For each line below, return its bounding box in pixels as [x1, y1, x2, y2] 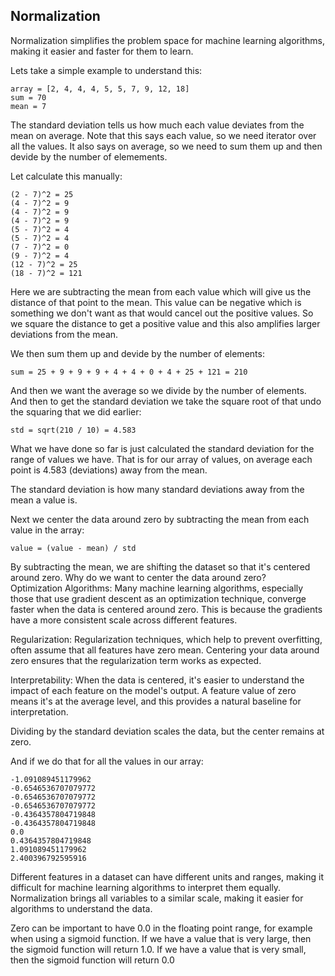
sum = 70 [10, 92, 47, 103]
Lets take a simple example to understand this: [10, 64, 203, 76]
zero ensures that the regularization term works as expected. [10, 654, 262, 666]
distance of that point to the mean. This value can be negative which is [10, 296, 302, 308]
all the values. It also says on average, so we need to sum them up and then [10, 140, 323, 152]
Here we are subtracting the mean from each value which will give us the [10, 285, 312, 298]
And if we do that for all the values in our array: [10, 755, 204, 767]
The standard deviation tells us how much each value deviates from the [10, 119, 305, 131]
